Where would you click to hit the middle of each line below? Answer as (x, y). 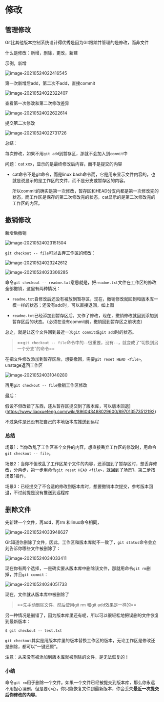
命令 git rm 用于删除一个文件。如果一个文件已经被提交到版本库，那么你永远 (80, 682)
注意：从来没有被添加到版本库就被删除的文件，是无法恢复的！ (67, 657)
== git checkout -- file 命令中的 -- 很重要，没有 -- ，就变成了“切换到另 (88, 342)
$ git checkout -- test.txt (34, 631)
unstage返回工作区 (24, 365)
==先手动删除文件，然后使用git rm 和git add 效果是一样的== (77, 605)
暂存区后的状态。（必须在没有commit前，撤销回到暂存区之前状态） (78, 322)
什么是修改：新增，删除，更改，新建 (41, 53)
